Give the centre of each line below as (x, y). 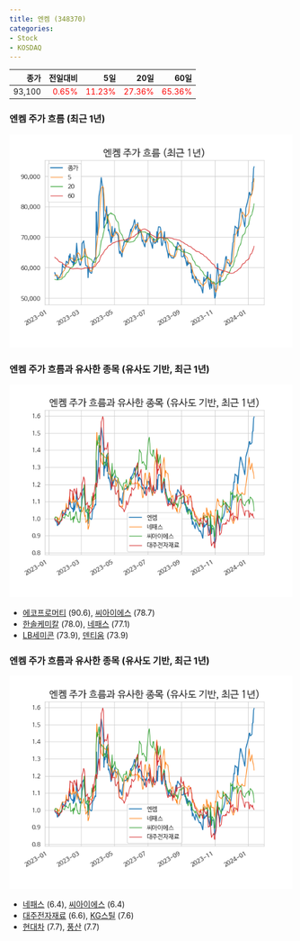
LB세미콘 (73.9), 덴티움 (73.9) (75, 636)
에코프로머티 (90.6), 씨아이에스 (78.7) (88, 613)
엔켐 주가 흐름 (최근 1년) (57, 119)
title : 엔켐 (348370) (48, 19)
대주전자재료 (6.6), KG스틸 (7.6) (78, 916)
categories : (31, 28)
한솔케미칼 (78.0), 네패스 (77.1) (76, 624)
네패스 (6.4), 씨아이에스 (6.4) (74, 904)
